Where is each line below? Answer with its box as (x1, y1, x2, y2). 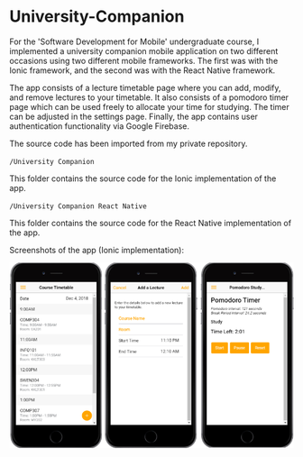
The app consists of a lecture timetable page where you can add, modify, (9, 82, 281, 93)
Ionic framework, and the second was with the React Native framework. (9, 65, 276, 76)
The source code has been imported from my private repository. (9, 138, 248, 149)
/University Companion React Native (9, 201, 147, 211)
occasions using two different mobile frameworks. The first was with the (9, 55, 279, 66)
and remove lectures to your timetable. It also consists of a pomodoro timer (9, 92, 289, 103)
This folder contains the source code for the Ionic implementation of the (9, 173, 277, 184)
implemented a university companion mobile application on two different (9, 45, 279, 56)
